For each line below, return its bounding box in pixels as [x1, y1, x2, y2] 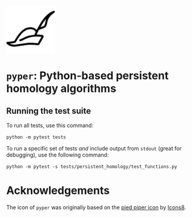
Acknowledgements [6, 184, 110, 198]
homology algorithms [6, 82, 117, 96]
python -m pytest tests [6, 134, 67, 140]
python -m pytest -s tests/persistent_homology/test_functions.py [6, 164, 177, 170]
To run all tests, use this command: [6, 122, 94, 129]
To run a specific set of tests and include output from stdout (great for [6, 145, 182, 152]
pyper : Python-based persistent [6, 69, 169, 83]
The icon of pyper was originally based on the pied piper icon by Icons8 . [6, 204, 187, 211]
